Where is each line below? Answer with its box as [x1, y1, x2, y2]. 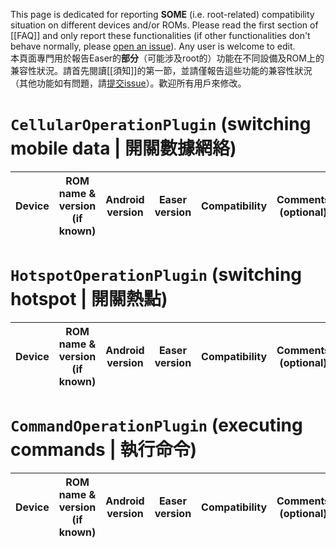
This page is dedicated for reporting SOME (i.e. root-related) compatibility [10, 9, 315, 20]
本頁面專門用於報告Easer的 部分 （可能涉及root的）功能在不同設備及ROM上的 [10, 52, 325, 64]
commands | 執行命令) [10, 439, 197, 461]
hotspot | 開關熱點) [10, 288, 168, 311]
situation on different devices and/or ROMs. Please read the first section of [10, 19, 319, 31]
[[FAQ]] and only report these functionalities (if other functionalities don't [10, 30, 311, 41]
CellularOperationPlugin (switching [10, 113, 312, 136]
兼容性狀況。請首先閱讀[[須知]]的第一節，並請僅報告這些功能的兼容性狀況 [10, 65, 313, 76]
